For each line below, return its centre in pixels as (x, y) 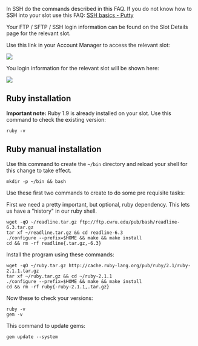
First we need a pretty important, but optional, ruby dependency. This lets (98, 204)
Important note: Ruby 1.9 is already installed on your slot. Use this (89, 113)
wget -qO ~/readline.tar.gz (42, 222)
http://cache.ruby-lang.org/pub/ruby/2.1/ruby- (130, 265)
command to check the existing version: (56, 119)
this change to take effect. (39, 170)
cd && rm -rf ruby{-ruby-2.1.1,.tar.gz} (58, 287)
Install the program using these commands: (60, 255)
